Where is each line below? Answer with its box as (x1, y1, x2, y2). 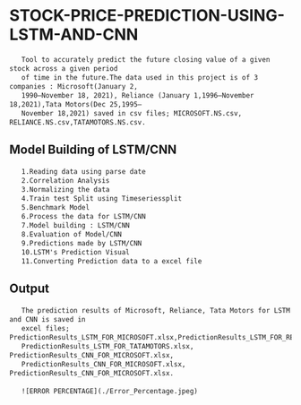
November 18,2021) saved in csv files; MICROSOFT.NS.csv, (21, 108, 243, 117)
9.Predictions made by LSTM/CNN (21, 238, 142, 247)
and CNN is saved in (9, 315, 87, 323)
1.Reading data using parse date (21, 167, 146, 176)
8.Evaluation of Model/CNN (21, 229, 123, 238)
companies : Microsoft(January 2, (9, 82, 139, 90)
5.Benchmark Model (21, 202, 90, 211)
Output (9, 281, 49, 297)
